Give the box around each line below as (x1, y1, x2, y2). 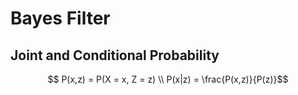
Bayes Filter (10, 7, 111, 30)
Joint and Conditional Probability (10, 47, 220, 64)
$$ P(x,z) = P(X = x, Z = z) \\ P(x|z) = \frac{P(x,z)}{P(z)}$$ (47, 73, 289, 85)
